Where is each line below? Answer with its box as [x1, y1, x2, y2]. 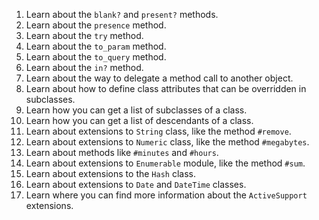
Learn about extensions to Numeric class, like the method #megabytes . [25, 136, 310, 148]
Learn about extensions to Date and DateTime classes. [25, 179, 247, 190]
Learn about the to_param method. [25, 40, 167, 52]
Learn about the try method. [25, 30, 144, 41]
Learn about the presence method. [25, 19, 167, 31]
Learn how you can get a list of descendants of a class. [25, 115, 254, 126]
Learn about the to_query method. [25, 51, 167, 63]
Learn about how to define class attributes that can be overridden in [25, 83, 307, 94]
